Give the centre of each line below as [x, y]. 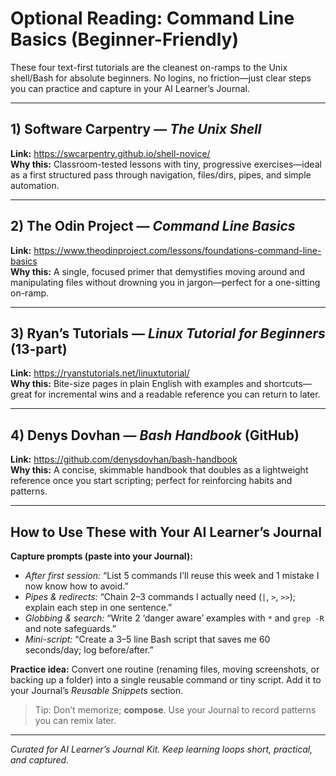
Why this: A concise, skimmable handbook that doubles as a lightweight [159, 470]
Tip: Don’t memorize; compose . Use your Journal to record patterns [175, 710]
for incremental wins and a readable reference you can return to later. [177, 394]
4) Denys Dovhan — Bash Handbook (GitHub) [155, 435]
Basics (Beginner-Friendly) [124, 39]
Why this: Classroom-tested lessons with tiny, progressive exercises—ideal [166, 164]
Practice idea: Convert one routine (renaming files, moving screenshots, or [165, 669]
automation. [35, 185]
